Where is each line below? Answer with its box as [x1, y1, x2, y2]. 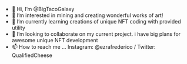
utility [11, 24, 25, 31]
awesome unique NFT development [11, 37, 98, 43]
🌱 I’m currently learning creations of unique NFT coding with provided [11, 18, 181, 25]
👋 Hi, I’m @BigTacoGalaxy [11, 6, 75, 12]
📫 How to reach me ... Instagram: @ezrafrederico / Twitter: [11, 43, 156, 50]
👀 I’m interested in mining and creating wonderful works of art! [11, 12, 163, 19]
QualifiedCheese [11, 52, 53, 59]
